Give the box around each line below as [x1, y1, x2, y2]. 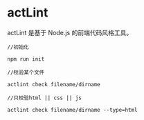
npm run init [7, 55, 45, 63]
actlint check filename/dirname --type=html [7, 106, 138, 113]
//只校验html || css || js [7, 94, 82, 101]
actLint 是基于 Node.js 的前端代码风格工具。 [7, 28, 133, 37]
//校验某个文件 [7, 69, 45, 76]
